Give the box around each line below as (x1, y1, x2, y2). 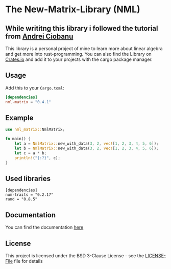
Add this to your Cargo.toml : (5, 84, 65, 91)
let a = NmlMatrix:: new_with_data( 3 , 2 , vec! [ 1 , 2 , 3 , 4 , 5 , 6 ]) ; (14, 141, 159, 146)
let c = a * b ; (14, 150, 47, 155)
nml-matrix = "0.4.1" (5, 99, 52, 104)
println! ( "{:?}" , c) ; (14, 155, 60, 161)
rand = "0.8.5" (5, 197, 38, 202)
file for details (14, 258, 43, 264)
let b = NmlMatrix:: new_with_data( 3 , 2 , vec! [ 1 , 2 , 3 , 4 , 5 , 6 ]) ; (14, 146, 159, 151)
